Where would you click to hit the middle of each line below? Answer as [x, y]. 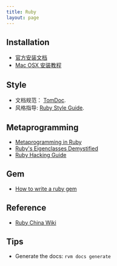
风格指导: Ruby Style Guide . [50, 108]
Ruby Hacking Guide [41, 155]
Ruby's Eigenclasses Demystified [56, 148]
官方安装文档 [31, 58]
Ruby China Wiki [35, 222]
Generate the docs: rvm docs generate [63, 256]
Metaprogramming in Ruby [48, 142]
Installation [28, 42]
